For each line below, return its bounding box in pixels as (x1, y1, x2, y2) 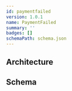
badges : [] (6, 30, 33, 36)
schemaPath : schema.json (6, 36, 67, 41)
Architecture (6, 57, 54, 67)
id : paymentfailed (6, 8, 51, 15)
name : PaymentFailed (6, 19, 57, 25)
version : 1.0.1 (6, 14, 43, 20)
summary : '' (6, 24, 35, 31)
